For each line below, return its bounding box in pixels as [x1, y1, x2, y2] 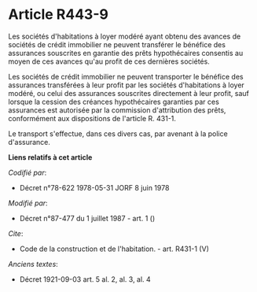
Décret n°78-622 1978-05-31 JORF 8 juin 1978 [19, 183, 170, 192]
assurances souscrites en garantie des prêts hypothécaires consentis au [8, 48, 244, 57]
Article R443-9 [8, 6, 108, 24]
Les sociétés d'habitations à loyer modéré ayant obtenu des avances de [8, 31, 241, 41]
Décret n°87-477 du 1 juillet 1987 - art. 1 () [19, 213, 156, 223]
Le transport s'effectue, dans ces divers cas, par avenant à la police [8, 128, 228, 139]
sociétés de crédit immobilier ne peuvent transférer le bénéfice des [8, 39, 226, 49]
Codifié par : [8, 168, 47, 177]
